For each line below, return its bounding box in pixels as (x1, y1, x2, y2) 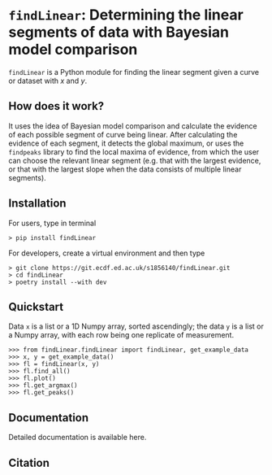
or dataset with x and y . (8, 76, 88, 85)
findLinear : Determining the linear (8, 6, 244, 24)
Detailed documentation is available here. (8, 433, 147, 442)
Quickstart (8, 299, 64, 314)
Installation (8, 197, 67, 211)
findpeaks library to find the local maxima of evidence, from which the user (8, 146, 260, 156)
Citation (8, 455, 50, 469)
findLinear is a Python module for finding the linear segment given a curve (8, 67, 260, 76)
